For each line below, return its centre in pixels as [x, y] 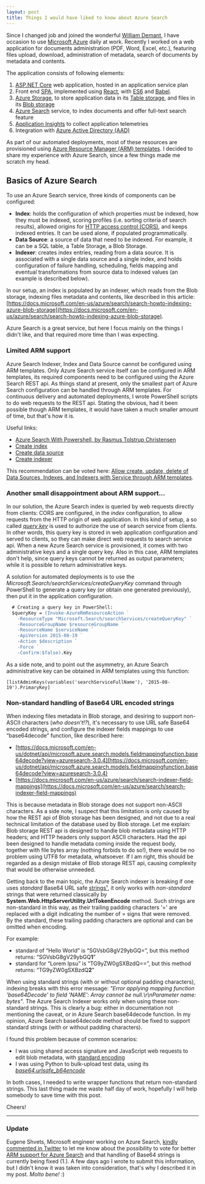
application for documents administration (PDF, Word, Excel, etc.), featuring [101, 48]
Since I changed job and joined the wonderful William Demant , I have [93, 35]
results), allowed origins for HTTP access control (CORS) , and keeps [101, 227]
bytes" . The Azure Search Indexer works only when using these [86, 1001]
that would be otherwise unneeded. [51, 870]
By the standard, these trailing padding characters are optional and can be [100, 921]
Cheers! [16, 1107]
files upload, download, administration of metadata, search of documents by [102, 54]
